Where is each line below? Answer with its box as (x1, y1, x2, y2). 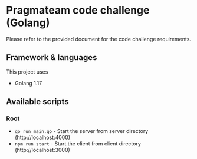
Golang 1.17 (14, 79, 42, 87)
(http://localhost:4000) (14, 134, 71, 141)
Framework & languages (6, 52, 97, 62)
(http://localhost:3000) (14, 147, 71, 154)
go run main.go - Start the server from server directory (14, 128, 149, 135)
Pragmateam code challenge (6, 4, 150, 17)
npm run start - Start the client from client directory (14, 140, 142, 147)
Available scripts (6, 97, 69, 107)
